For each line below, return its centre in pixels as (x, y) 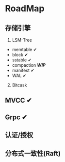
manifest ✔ (23, 70)
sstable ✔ (22, 60)
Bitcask (19, 85)
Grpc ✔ (16, 117)
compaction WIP (29, 65)
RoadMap (25, 9)
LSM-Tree (22, 40)
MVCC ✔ (19, 100)
